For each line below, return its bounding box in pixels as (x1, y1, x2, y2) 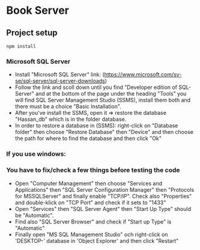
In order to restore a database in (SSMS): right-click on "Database (14, 122, 178, 129)
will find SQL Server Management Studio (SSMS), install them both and (14, 97, 191, 104)
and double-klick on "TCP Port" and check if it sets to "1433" (14, 199, 166, 206)
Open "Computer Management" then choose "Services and (14, 180, 163, 187)
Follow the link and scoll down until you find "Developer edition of (14, 84, 178, 91)
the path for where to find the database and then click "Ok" (14, 135, 162, 142)
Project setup (6, 28, 58, 38)
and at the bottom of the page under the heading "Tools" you (35, 90, 187, 97)
